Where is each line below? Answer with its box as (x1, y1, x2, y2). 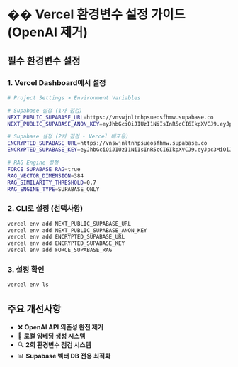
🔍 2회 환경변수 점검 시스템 (17, 341, 91, 349)
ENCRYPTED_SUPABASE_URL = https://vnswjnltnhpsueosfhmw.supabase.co (7, 140, 208, 147)
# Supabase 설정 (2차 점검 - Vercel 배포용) (7, 133, 129, 141)
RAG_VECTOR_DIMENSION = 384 (7, 172, 84, 180)
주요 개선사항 (7, 302, 62, 314)
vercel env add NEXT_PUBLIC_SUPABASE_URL (7, 220, 132, 227)
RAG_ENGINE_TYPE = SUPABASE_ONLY (7, 185, 100, 192)
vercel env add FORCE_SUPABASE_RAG (7, 246, 113, 254)
